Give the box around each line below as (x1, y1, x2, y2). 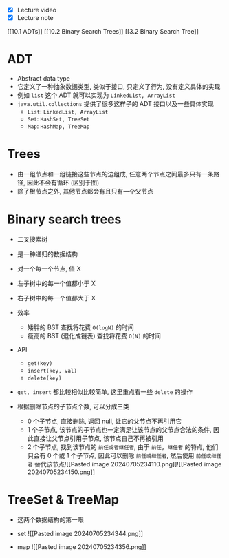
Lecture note (17, 14, 54, 22)
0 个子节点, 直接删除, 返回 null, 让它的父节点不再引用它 (27, 417, 182, 425)
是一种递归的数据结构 (17, 249, 78, 258)
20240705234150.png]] (27, 468, 95, 476)
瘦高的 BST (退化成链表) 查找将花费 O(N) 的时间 (27, 331, 162, 340)
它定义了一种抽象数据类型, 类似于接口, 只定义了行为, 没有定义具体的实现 (17, 83, 221, 91)
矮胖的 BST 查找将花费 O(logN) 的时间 (27, 323, 134, 331)
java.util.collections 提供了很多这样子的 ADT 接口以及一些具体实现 (17, 100, 215, 108)
